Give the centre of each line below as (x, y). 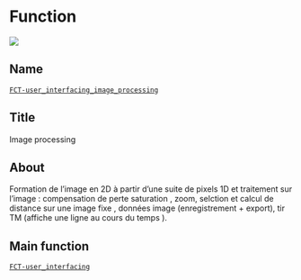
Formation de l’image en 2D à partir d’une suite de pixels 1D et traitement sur (151, 189)
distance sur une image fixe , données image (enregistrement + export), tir (147, 208)
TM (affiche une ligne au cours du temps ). (89, 218)
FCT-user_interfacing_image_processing (84, 90)
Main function (49, 246)
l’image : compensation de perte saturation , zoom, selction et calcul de (142, 199)
